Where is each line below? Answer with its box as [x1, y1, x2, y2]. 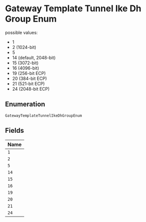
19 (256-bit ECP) [12, 70, 46, 76]
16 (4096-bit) [12, 65, 39, 71]
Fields [5, 126, 24, 135]
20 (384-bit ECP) [12, 75, 48, 81]
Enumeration [5, 100, 46, 108]
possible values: [5, 29, 38, 35]
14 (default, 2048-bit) [12, 54, 56, 60]
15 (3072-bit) [12, 60, 39, 66]
